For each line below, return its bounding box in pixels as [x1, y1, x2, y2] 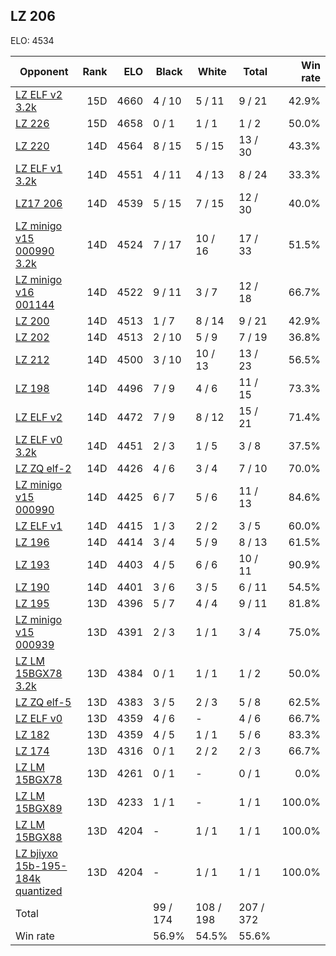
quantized [15, 884, 63, 898]
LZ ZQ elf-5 [15, 695, 72, 709]
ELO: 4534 [10, 34, 55, 46]
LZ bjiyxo [15, 846, 58, 860]
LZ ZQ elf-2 [15, 461, 72, 475]
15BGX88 [15, 830, 63, 844]
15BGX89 [15, 801, 63, 815]
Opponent [19, 64, 69, 78]
